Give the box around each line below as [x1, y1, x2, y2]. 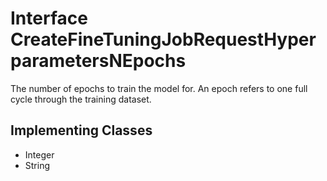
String [24, 159, 51, 171]
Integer [24, 148, 55, 161]
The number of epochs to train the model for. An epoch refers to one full [10, 82, 308, 94]
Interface [10, 7, 88, 30]
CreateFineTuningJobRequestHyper [10, 28, 317, 51]
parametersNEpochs [10, 50, 187, 72]
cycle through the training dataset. [10, 93, 152, 105]
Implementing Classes [10, 122, 153, 139]
